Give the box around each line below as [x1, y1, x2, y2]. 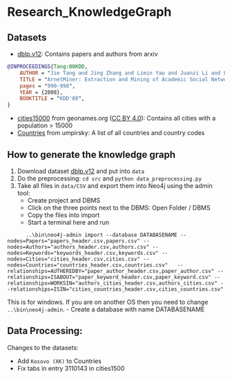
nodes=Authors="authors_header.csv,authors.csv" [7, 243, 150, 250]
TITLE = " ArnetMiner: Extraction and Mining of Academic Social [19, 76, 209, 83]
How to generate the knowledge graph [7, 149, 176, 161]
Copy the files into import [27, 211, 100, 219]
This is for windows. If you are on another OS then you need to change [7, 298, 209, 306]
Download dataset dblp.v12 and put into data [17, 167, 145, 175]
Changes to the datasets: [7, 343, 79, 351]
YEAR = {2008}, [19, 89, 64, 96]
